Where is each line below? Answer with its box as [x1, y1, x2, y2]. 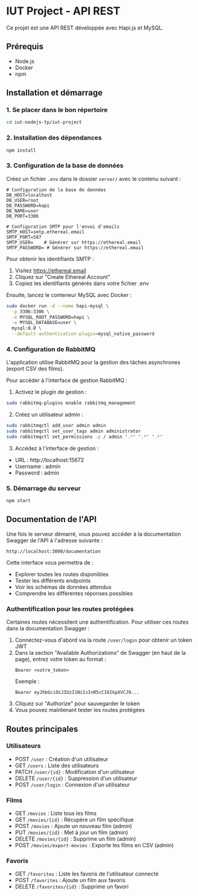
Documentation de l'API [6, 514, 97, 524]
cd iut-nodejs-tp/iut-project [6, 119, 82, 126]
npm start [6, 498, 31, 504]
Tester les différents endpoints [14, 577, 91, 584]
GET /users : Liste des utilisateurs [14, 762, 99, 769]
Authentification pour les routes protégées [6, 604, 134, 613]
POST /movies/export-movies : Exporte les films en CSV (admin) [14, 842, 174, 849]
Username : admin [14, 462, 61, 470]
